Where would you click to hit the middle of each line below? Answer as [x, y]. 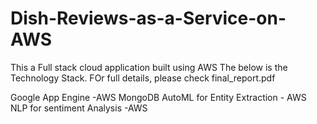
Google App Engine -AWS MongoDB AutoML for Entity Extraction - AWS [158, 97]
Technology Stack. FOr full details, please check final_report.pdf [143, 78]
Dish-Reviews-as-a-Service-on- [148, 18]
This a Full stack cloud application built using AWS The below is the [149, 67]
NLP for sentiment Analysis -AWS [79, 108]
